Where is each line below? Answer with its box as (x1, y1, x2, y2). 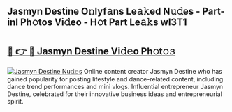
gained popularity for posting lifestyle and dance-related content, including (7, 75, 224, 83)
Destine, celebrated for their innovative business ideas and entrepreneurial (7, 90, 222, 98)
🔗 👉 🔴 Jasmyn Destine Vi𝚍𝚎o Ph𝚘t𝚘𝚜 (7, 45, 176, 57)
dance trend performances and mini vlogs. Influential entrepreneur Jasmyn (7, 83, 224, 90)
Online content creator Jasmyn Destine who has (83, 67, 222, 75)
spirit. (7, 97, 24, 105)
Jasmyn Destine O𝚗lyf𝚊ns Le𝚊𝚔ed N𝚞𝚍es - (7, 6, 201, 17)
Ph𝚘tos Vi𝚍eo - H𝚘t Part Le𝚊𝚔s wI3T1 (20, 17, 187, 29)
